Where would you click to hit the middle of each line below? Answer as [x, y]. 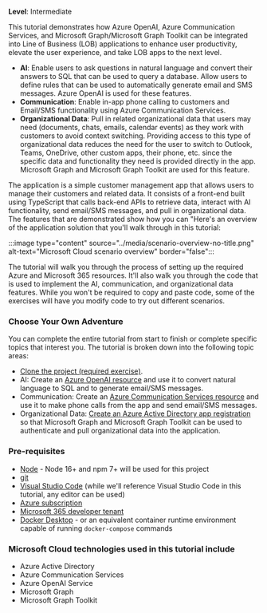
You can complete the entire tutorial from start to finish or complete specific [133, 339]
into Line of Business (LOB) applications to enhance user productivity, [123, 44]
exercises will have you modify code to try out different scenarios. [117, 301]
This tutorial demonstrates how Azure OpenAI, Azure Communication [122, 27]
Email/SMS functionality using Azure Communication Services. [123, 110]
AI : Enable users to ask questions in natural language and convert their [136, 68]
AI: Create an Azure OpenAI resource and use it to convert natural [128, 380]
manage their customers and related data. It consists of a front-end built [127, 194]
